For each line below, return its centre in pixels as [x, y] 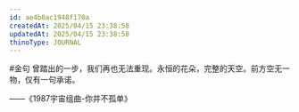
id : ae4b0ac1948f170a [50, 17]
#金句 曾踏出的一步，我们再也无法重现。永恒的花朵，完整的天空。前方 [138, 68]
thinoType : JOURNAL [46, 42]
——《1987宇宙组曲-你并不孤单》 [71, 99]
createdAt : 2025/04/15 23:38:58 [69, 26]
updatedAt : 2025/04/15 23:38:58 [69, 34]
